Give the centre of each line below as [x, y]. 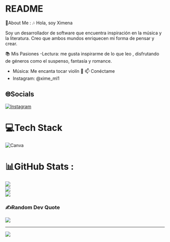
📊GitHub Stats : [40, 166]
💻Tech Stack [34, 128]
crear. [11, 43]
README [24, 9]
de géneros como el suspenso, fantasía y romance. [59, 61]
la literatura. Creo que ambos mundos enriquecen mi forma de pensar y [80, 38]
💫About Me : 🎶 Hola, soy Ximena [39, 23]
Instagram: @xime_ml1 [36, 78]
